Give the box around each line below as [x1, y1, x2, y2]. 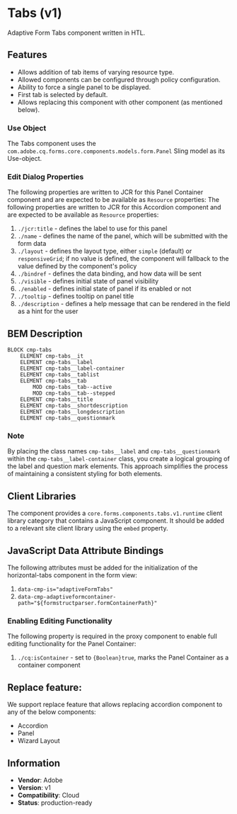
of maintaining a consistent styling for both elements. [7, 470, 163, 478]
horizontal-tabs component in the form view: [7, 571, 138, 580]
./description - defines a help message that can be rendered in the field [17, 300, 231, 308]
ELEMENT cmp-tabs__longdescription [20, 409, 125, 416]
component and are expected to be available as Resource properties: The [7, 196, 219, 204]
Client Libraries [7, 490, 76, 502]
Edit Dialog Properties [7, 171, 84, 181]
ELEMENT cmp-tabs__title [20, 396, 93, 403]
